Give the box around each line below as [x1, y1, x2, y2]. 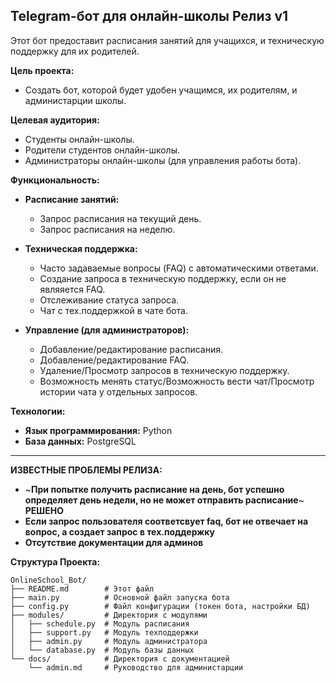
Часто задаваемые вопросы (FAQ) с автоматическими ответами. [39, 262, 319, 274]
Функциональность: [10, 174, 100, 186]
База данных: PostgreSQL [24, 435, 137, 447]
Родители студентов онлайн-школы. [24, 144, 180, 156]
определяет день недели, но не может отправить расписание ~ [24, 494, 305, 506]
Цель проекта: [10, 64, 75, 76]
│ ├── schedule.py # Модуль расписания [10, 619, 190, 629]
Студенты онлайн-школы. [24, 133, 135, 145]
